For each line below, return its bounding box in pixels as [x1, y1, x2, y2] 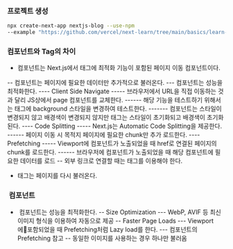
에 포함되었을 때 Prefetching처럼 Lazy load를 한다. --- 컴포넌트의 [17, 225, 198, 234]
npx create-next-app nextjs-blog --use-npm [7, 22, 135, 29]
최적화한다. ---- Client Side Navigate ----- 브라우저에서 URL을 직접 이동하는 [7, 87, 217, 95]
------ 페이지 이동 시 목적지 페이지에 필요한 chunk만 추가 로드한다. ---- [7, 131, 200, 139]
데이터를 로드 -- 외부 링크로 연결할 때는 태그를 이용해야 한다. [19, 156, 183, 165]
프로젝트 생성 [7, 6, 49, 15]
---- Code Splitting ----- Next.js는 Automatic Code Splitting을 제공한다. [21, 122, 223, 130]
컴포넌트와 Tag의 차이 [7, 47, 76, 56]
